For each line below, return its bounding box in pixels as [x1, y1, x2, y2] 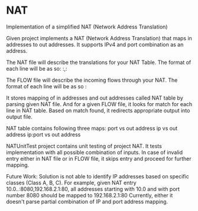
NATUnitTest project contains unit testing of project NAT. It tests [6, 142, 163, 149]
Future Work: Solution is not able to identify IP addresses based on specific [6, 172, 189, 180]
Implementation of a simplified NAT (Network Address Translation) [6, 23, 168, 30]
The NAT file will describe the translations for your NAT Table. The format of [6, 59, 191, 66]
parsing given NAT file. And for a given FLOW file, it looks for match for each [6, 100, 193, 107]
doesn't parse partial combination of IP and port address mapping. [6, 198, 168, 205]
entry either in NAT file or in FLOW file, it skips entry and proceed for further [6, 155, 191, 162]
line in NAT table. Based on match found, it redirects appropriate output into [6, 107, 190, 114]
